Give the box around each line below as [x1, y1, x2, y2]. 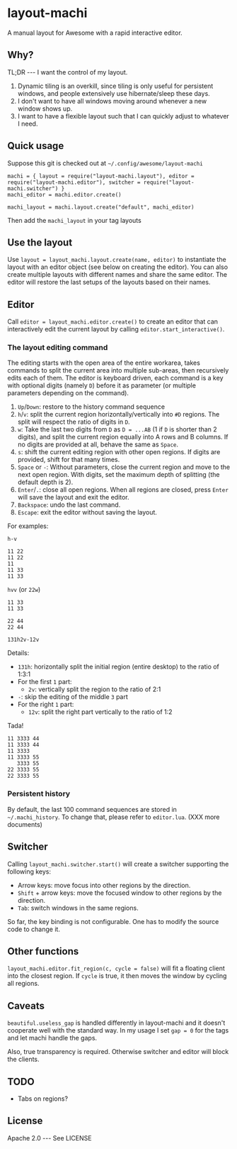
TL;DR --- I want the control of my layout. [7, 67, 128, 76]
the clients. [7, 1055, 40, 1064]
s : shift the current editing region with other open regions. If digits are [17, 448, 221, 456]
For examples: [7, 522, 49, 530]
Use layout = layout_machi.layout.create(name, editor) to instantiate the [7, 255, 226, 264]
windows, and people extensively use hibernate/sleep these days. [17, 89, 210, 97]
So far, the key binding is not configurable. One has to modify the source [7, 917, 219, 925]
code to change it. [7, 925, 60, 933]
